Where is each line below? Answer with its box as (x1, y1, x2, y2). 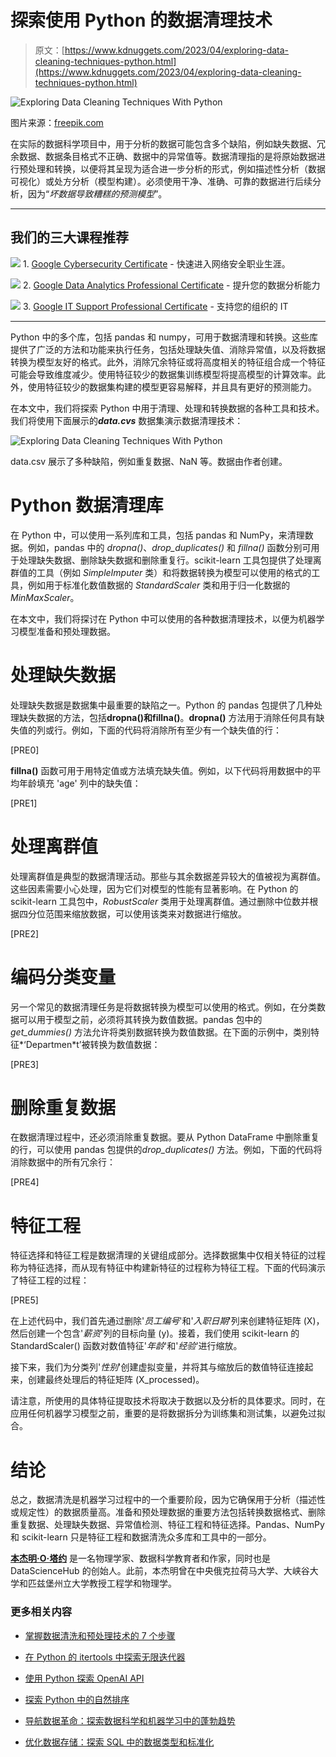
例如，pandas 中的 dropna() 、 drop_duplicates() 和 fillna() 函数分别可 (27, 541, 312, 553)
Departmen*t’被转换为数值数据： (25, 1038, 161, 1050)
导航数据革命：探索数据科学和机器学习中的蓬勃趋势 (24, 1714, 236, 1726)
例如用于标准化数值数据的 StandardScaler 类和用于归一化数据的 (27, 579, 291, 591)
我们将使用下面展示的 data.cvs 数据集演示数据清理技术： (10, 414, 244, 426)
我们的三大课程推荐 (10, 229, 129, 246)
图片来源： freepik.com (10, 116, 104, 128)
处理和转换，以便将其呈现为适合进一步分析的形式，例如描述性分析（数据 (27, 162, 326, 175)
